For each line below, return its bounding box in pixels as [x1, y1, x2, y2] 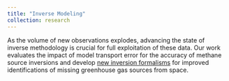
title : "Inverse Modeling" [7, 10, 86, 17]
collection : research [7, 17, 71, 24]
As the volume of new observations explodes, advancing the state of [7, 36, 205, 44]
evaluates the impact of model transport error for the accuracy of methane [7, 50, 222, 59]
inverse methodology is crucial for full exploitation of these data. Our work [7, 43, 221, 52]
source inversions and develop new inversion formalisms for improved [7, 58, 209, 66]
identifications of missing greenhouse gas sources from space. [7, 66, 189, 74]
